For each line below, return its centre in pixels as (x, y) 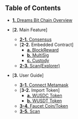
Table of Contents (33, 8)
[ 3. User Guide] (28, 75)
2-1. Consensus (36, 39)
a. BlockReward (43, 50)
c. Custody (38, 60)
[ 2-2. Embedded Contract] (46, 45)
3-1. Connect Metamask (44, 85)
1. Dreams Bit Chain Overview (42, 20)
